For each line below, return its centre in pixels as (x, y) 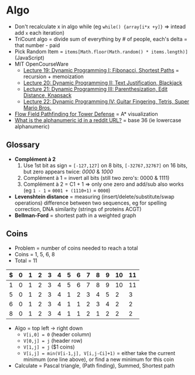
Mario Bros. (37, 108)
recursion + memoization (53, 76)
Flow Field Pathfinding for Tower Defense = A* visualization (86, 114)
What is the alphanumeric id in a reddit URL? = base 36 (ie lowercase (98, 120)
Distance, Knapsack (47, 95)
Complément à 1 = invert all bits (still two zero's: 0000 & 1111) (96, 178)
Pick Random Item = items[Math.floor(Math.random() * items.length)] (101, 51)
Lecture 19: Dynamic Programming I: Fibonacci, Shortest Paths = (101, 70)
